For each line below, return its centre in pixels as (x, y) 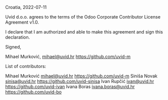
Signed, (13, 47)
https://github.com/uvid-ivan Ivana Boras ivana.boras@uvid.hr (70, 86)
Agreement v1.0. (22, 22)
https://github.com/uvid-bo (34, 92)
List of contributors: (26, 66)
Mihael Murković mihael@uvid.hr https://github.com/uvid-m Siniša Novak (81, 76)
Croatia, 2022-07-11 (26, 7)
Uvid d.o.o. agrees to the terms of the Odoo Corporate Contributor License (83, 17)
